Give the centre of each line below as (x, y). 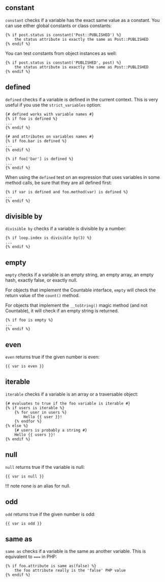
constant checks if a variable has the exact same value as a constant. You (82, 20)
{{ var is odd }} (24, 523)
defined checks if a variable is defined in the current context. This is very (82, 99)
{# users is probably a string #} (51, 430)
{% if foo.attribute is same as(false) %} (51, 566)
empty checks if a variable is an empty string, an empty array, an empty (79, 275)
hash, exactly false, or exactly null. (41, 280)
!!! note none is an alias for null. (38, 486)
